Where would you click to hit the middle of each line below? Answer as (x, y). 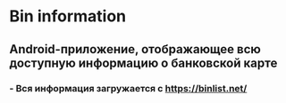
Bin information (68, 16)
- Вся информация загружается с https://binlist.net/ (128, 88)
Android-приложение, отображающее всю (135, 49)
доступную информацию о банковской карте (143, 63)
